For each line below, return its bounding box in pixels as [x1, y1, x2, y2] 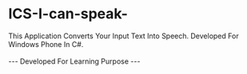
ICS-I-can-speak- [8, 5, 128, 23]
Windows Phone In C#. [8, 39, 84, 49]
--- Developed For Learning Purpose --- [8, 56, 141, 66]
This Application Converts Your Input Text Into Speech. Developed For [8, 31, 239, 41]
